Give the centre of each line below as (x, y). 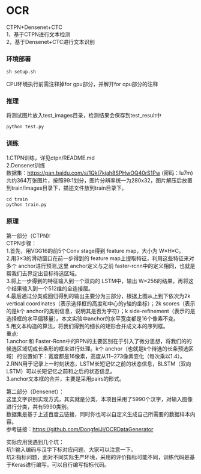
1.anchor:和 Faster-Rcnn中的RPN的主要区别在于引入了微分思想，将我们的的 (99, 341)
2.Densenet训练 (26, 165)
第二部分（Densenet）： (35, 391)
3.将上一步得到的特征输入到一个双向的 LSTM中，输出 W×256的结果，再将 (97, 281)
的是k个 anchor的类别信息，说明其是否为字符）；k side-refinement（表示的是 (101, 311)
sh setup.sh (21, 72)
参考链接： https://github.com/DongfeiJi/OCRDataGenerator (80, 429)
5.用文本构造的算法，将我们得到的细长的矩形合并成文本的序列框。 (87, 326)
